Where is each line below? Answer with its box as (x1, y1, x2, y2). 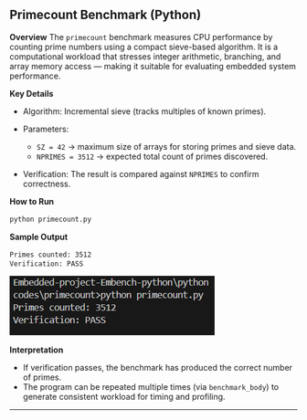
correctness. (22, 178, 71, 189)
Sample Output (9, 231, 69, 242)
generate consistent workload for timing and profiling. (22, 391, 226, 402)
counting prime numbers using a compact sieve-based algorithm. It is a (9, 41, 279, 52)
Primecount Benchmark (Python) (9, 7, 202, 23)
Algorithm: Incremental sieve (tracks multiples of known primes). (22, 105, 267, 117)
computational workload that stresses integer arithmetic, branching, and (9, 50, 281, 62)
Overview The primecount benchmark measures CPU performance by (9, 31, 273, 42)
